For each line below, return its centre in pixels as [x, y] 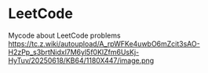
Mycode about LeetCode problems [64, 35]
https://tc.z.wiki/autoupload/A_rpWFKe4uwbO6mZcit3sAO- [104, 43]
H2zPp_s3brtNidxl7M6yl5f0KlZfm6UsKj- [74, 52]
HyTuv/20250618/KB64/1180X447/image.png [81, 60]
